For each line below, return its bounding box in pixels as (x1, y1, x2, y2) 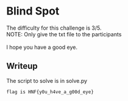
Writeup (6, 61, 38, 71)
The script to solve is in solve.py (6, 77, 87, 84)
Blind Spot (6, 4, 60, 18)
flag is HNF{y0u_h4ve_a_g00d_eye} (6, 89, 94, 95)
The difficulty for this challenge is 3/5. (6, 24, 102, 31)
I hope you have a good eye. (6, 44, 78, 51)
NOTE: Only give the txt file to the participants (6, 30, 122, 37)
